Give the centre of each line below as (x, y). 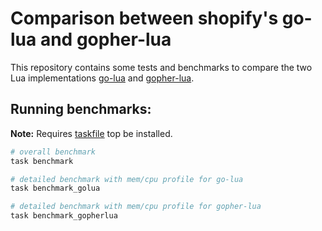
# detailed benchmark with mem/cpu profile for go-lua (127, 179)
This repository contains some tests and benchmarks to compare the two (161, 67)
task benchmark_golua (55, 188)
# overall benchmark (53, 152)
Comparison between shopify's (144, 18)
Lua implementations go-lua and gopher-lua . (102, 78)
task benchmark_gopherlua (64, 216)
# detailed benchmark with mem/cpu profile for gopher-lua (136, 207)
